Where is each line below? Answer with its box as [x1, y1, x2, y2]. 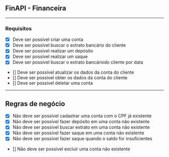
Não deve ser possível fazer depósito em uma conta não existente [12, 119, 150, 125]
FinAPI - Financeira [5, 4, 66, 13]
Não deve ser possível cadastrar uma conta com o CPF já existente [12, 113, 152, 119]
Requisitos [5, 25, 32, 32]
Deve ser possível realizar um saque [12, 54, 88, 60]
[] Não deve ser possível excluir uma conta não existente [12, 146, 130, 152]
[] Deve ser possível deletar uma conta [12, 80, 93, 86]
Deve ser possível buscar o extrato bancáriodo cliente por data [12, 59, 143, 65]
